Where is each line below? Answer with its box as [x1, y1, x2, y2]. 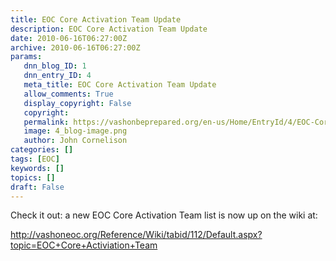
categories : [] [10, 145, 74, 155]
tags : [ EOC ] [10, 154, 60, 164]
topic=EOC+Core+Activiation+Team [10, 239, 158, 251]
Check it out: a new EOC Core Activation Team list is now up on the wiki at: [10, 209, 318, 221]
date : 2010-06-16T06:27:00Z [10, 33, 128, 43]
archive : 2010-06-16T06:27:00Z [10, 42, 141, 53]
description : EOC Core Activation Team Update [10, 24, 208, 34]
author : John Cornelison [23, 136, 128, 146]
